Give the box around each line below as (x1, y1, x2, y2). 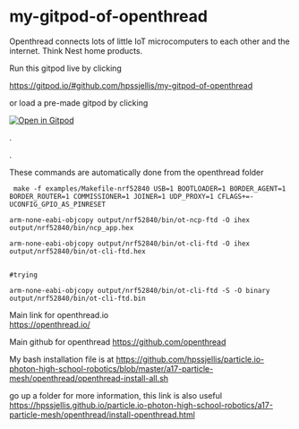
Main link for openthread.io (9, 309, 109, 320)
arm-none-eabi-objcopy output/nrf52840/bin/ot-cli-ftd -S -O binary (9, 286, 270, 295)
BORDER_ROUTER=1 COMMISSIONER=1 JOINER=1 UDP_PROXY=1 (9, 192, 215, 201)
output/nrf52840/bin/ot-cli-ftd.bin (9, 294, 146, 303)
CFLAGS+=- (218, 192, 254, 201)
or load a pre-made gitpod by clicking (9, 97, 149, 108)
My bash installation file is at (9, 354, 115, 365)
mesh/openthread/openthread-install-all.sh (9, 373, 168, 383)
